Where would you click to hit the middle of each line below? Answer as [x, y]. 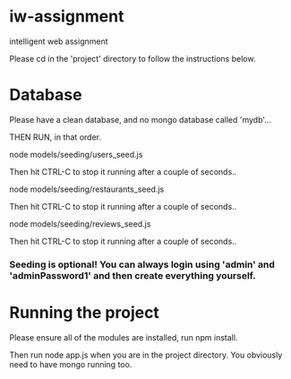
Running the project [84, 312]
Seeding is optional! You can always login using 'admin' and [142, 264]
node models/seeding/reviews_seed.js [80, 224]
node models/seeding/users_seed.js [76, 154]
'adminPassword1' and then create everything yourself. [133, 275]
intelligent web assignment [59, 41]
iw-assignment [67, 17]
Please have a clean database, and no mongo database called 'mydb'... [140, 119]
